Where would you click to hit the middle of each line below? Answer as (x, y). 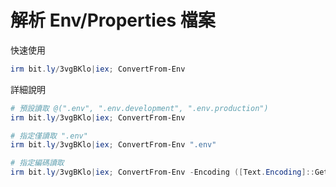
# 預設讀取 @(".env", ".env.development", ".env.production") (139, 108)
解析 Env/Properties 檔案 (113, 20)
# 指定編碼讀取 (37, 163)
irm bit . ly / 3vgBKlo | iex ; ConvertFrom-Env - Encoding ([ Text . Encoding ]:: (162, 172)
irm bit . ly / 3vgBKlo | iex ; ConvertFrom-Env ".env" (113, 145)
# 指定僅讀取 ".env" (49, 136)
